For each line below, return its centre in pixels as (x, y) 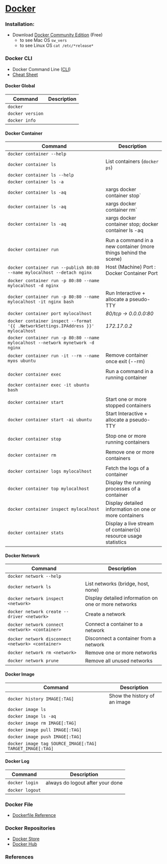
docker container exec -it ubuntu (48, 385)
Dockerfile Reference (34, 815)
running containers (128, 442)
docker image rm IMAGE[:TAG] (42, 723)
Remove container (127, 355)
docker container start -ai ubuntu (50, 420)
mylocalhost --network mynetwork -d (51, 343)
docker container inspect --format (50, 321)
